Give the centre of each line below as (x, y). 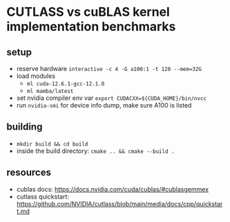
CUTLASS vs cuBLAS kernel (88, 12)
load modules (36, 76)
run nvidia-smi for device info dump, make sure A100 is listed (104, 105)
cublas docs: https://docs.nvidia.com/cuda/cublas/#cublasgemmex (112, 189)
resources (29, 173)
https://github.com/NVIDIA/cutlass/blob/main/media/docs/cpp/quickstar (119, 203)
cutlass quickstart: (43, 196)
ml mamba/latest (50, 91)
